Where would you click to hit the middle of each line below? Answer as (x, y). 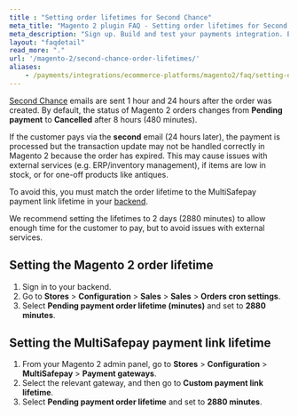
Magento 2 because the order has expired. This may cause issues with (138, 156)
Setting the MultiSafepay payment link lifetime (140, 343)
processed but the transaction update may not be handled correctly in (137, 146)
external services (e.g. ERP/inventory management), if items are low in (137, 164)
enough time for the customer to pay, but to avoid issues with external (137, 228)
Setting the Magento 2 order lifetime (111, 265)
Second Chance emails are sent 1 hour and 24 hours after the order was (141, 100)
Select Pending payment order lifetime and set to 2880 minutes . (142, 402)
